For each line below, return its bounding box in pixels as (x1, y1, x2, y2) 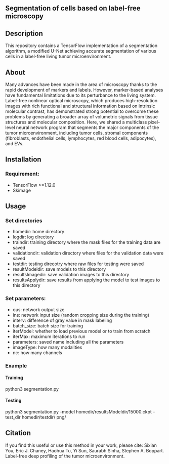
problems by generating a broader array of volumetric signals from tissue (5, 114, 158, 120)
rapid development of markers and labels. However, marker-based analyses (5, 87, 163, 93)
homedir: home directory (12, 229, 65, 235)
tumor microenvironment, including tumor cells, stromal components (5, 130, 148, 136)
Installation (5, 155, 41, 164)
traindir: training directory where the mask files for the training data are (12, 239, 161, 245)
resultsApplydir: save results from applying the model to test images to (12, 277, 160, 283)
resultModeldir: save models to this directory (12, 266, 106, 272)
